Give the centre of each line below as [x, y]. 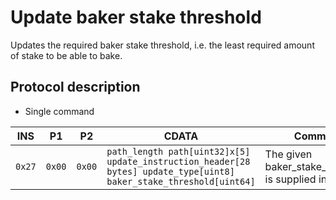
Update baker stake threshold [136, 17]
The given [288, 154]
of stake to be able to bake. [66, 55]
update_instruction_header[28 [178, 161]
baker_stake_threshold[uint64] [181, 181]
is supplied [290, 179]
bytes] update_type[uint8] [170, 171]
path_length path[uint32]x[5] [178, 151]
